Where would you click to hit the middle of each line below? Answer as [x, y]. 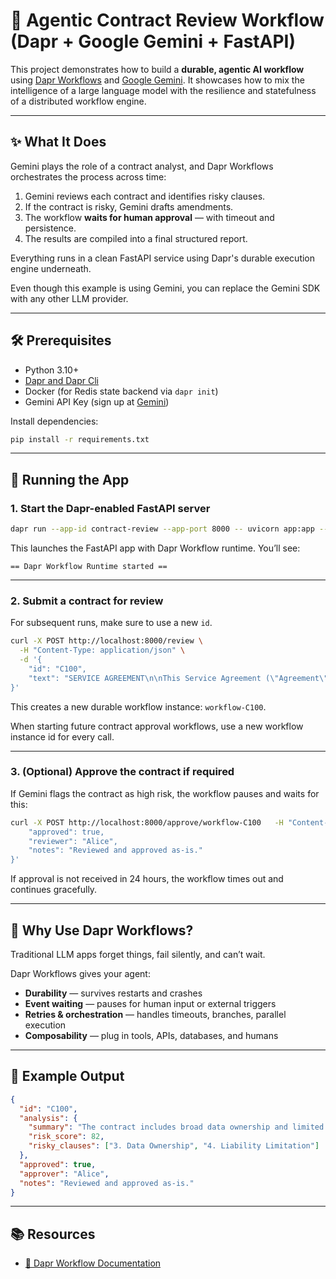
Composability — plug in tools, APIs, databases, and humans [151, 1036]
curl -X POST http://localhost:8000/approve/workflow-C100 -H [147, 822]
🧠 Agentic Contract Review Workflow [167, 20]
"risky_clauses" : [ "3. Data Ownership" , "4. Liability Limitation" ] [174, 1146]
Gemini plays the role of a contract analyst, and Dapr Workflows [142, 166]
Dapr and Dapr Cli [61, 380]
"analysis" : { [48, 1118]
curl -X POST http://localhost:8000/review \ [106, 641]
